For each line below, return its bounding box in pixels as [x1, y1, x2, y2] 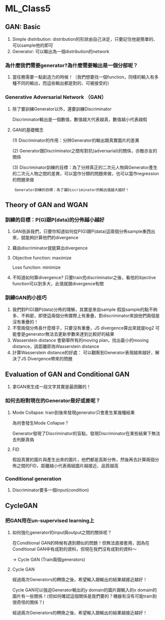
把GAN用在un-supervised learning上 [5, 517, 95, 524]
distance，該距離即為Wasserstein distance [12, 343, 99, 349]
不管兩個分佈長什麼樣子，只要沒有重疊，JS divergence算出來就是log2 [12, 325, 154, 331]
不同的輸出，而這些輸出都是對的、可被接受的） [16, 80, 112, 86]
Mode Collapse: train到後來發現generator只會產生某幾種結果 [12, 409, 135, 415]
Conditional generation [5, 475, 62, 482]
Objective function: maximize [12, 255, 72, 261]
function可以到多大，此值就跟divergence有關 [12, 281, 104, 287]
